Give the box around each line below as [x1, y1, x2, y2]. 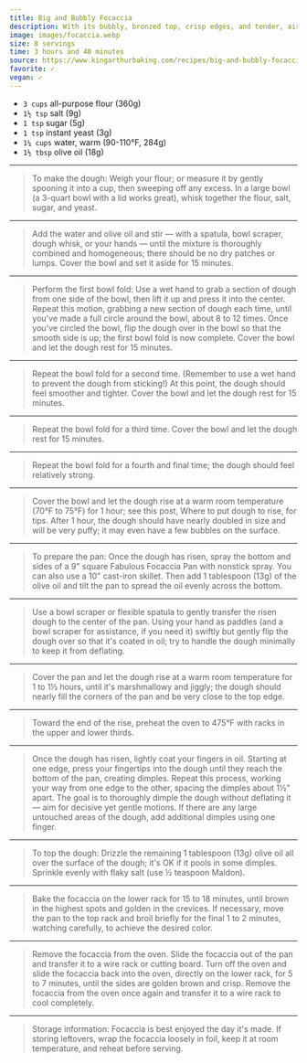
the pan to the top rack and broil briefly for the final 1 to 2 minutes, [31, 912, 281, 923]
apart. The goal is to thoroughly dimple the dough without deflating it [31, 792, 291, 803]
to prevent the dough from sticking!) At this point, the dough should [31, 377, 286, 388]
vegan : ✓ [9, 73, 43, 82]
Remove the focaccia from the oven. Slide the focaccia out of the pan [31, 948, 294, 960]
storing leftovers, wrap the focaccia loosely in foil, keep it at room [31, 1033, 279, 1044]
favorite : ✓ [9, 65, 55, 74]
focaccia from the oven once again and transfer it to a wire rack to [31, 987, 281, 998]
